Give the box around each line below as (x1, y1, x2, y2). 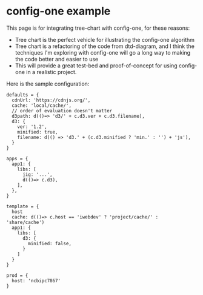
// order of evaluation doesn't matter (12, 107, 113, 114)
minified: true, (17, 129, 59, 135)
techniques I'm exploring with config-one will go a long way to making (15, 49, 191, 56)
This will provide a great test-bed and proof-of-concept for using (15, 62, 178, 69)
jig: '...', (22, 171, 53, 177)
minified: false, (28, 240, 72, 246)
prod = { (6, 272, 28, 279)
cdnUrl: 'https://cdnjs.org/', (12, 97, 91, 103)
